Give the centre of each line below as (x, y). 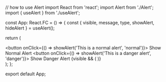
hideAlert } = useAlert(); (30, 28)
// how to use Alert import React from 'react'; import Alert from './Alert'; (79, 7)
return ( (13, 38)
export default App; (26, 74)
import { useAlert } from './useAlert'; (43, 13)
